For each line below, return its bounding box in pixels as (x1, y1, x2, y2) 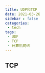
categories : (5, 20, 29, 26)
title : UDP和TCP (5, 7, 38, 12)
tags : (5, 30, 16, 35)
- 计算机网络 (7, 43, 30, 48)
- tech (7, 25, 21, 30)
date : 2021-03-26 (5, 12, 41, 17)
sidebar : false (5, 16, 38, 21)
